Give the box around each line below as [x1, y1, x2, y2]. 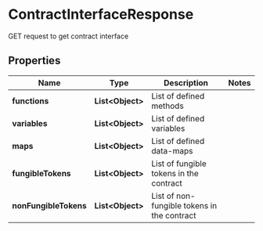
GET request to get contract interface [8, 31, 129, 41]
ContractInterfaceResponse [8, 5, 194, 23]
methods [151, 100, 184, 111]
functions [12, 96, 49, 106]
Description [164, 77, 209, 88]
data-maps [151, 145, 193, 156]
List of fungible [151, 158, 207, 169]
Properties [8, 54, 61, 67]
